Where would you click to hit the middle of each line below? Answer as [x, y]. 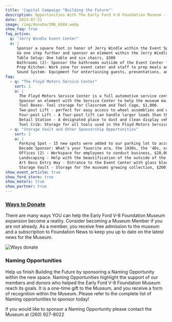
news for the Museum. [29, 237]
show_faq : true [21, 29]
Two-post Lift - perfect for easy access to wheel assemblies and [91, 110]
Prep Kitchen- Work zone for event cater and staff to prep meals [89, 67]
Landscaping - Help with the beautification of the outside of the [92, 158]
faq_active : [18, 34]
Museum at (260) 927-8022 [35, 314]
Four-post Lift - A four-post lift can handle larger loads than [90, 115]
